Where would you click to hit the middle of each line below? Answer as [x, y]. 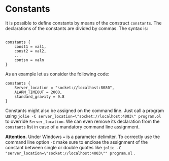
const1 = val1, [30, 46]
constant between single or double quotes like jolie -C [63, 147]
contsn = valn [29, 60]
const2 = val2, [30, 51]
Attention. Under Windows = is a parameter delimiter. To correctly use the [83, 137]
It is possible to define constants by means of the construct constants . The [83, 23]
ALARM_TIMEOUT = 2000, [38, 92]
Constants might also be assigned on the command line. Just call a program [85, 111]
